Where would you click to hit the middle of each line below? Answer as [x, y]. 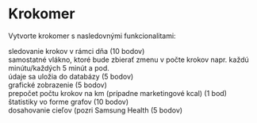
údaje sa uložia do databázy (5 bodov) [71, 76]
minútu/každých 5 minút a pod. [59, 67]
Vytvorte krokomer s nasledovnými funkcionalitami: [92, 36]
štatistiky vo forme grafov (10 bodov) [69, 102]
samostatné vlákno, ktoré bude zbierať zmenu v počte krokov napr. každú [129, 60]
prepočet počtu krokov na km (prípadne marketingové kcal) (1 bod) [118, 93]
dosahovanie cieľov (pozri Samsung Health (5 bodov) [96, 110]
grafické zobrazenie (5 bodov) [58, 85]
